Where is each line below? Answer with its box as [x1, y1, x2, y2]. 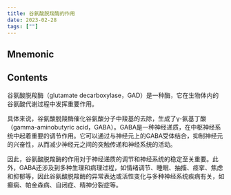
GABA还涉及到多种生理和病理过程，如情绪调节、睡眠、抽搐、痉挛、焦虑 [19, 163, 223, 172]
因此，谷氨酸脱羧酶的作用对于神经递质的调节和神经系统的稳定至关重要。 [7, 154, 212, 163]
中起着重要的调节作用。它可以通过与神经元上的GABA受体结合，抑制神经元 [12, 132, 223, 140]
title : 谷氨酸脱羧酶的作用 [7, 10, 76, 17]
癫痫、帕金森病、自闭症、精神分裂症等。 [7, 181, 122, 189]
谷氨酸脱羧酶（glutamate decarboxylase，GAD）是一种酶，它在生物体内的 [7, 91, 219, 99]
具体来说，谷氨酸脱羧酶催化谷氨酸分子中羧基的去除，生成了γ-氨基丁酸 [7, 114, 207, 123]
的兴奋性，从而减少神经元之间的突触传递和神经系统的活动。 [7, 140, 177, 148]
